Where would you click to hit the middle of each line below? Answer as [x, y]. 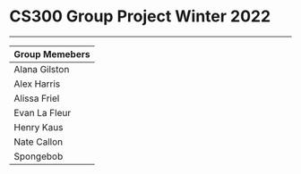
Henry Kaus [39, 127]
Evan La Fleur [43, 112]
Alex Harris [37, 84]
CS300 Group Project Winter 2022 [140, 17]
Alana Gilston [42, 69]
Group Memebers [52, 54]
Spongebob [39, 156]
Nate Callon [39, 142]
